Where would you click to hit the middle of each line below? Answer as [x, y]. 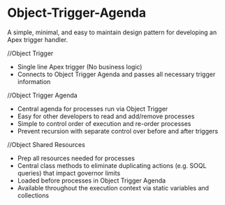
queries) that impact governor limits [69, 173]
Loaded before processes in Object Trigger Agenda [92, 181]
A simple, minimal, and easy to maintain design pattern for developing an [112, 32]
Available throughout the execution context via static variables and [113, 188]
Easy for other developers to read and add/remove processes [106, 116]
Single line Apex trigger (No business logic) [80, 66]
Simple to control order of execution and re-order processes [104, 123]
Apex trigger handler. [38, 39]
